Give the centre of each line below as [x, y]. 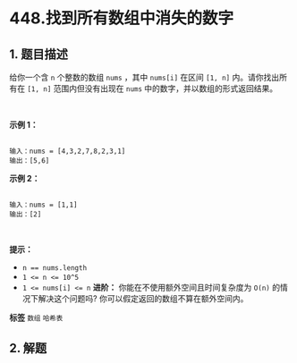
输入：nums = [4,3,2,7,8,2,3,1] [68, 151]
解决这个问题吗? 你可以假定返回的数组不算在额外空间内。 [143, 299]
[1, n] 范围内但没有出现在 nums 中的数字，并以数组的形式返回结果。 [152, 89]
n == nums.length [55, 268]
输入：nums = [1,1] [43, 205]
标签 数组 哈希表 [36, 317]
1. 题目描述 [39, 54]
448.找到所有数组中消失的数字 [122, 18]
